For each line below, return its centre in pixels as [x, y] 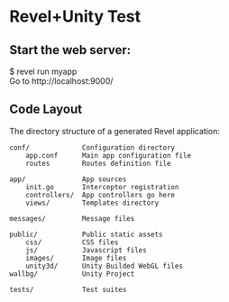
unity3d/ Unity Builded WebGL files [104, 266]
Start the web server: [70, 50]
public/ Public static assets [87, 234]
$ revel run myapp [43, 71]
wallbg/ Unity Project [72, 274]
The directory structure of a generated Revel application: [115, 131]
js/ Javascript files [86, 250]
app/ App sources [68, 179]
